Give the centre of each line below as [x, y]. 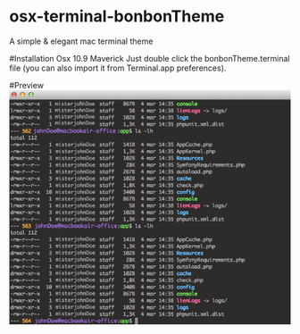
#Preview [27, 85]
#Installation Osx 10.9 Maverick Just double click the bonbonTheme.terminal [150, 58]
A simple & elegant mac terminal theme [81, 41]
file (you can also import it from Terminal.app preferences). [118, 68]
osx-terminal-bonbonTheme [117, 17]
